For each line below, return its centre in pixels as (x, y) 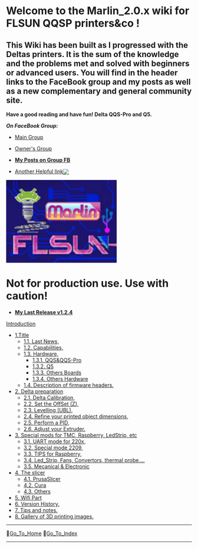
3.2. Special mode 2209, (53, 448)
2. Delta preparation (39, 391)
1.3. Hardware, (41, 354)
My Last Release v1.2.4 (44, 313)
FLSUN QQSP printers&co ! (73, 23)
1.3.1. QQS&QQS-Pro (57, 360)
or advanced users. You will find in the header (92, 73)
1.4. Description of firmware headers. (68, 385)
